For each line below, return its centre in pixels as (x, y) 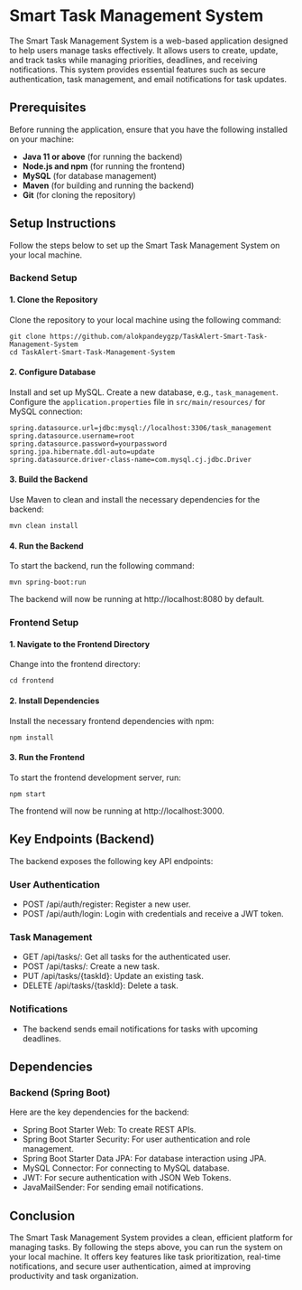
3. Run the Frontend (47, 758)
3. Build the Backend (49, 479)
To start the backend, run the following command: (102, 566)
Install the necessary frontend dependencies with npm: (112, 720)
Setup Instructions (63, 224)
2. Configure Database (53, 372)
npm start (28, 794)
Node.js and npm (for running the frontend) (104, 166)
